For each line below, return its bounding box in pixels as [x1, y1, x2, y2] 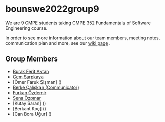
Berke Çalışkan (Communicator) [12, 84, 79, 90]
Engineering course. [5, 25, 48, 31]
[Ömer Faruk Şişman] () [12, 79, 62, 85]
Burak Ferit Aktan [12, 68, 49, 74]
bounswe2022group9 [5, 3, 100, 15]
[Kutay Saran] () [12, 100, 46, 106]
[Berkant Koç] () [12, 105, 47, 111]
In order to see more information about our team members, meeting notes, [5, 35, 160, 41]
